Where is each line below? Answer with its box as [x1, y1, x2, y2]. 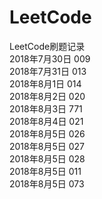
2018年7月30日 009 [9, 52, 91, 65]
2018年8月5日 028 [9, 152, 86, 165]
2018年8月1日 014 [9, 77, 82, 90]
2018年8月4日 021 [9, 115, 84, 127]
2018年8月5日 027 [9, 140, 85, 152]
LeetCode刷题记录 [9, 40, 86, 52]
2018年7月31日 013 [9, 65, 87, 77]
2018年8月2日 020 [9, 90, 86, 102]
